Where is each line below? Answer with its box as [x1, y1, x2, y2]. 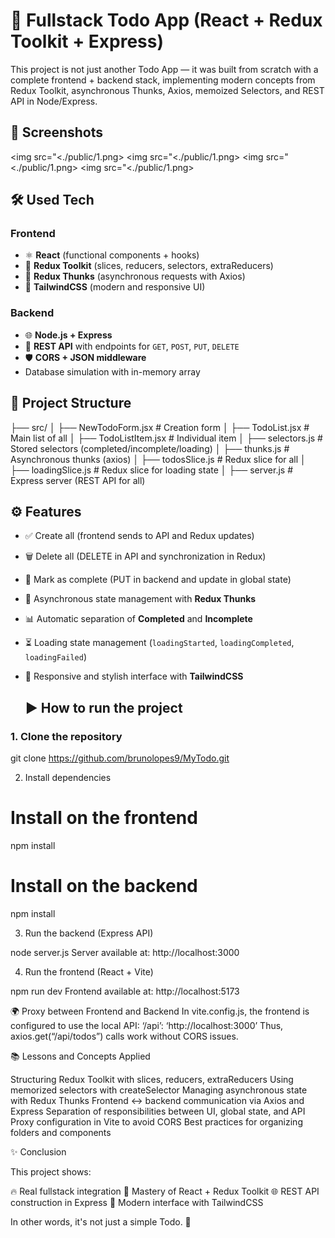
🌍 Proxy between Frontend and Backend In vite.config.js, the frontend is [10, 1005, 310, 1017]
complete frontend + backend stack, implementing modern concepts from [10, 74, 316, 86]
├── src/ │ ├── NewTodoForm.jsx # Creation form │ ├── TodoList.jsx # [10, 421, 310, 433]
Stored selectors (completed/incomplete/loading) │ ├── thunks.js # [10, 442, 290, 454]
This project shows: [10, 1165, 92, 1178]
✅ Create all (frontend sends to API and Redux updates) [24, 530, 255, 542]
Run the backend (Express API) [24, 927, 154, 939]
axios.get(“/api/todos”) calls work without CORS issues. [10, 1030, 239, 1042]
